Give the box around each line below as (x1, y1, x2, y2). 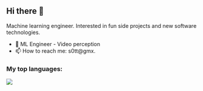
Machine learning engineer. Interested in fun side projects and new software (6, 22, 197, 29)
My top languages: (6, 64, 63, 73)
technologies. (6, 29, 41, 36)
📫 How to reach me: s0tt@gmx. (15, 47, 96, 55)
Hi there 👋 (6, 6, 44, 16)
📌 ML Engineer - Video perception (15, 40, 101, 47)
